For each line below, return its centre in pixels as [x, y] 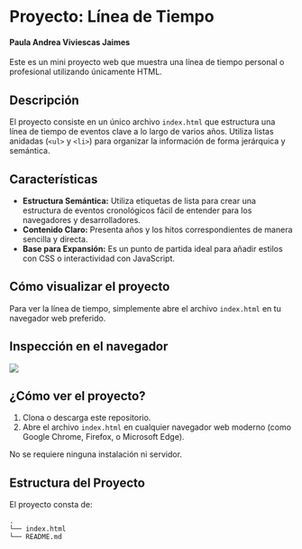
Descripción [44, 100]
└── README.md [36, 537]
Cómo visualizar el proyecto [90, 287]
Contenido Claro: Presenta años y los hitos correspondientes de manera [157, 230]
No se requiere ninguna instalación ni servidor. [96, 454]
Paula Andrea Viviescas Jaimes [70, 42]
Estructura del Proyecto [78, 483]
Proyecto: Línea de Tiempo [112, 17]
